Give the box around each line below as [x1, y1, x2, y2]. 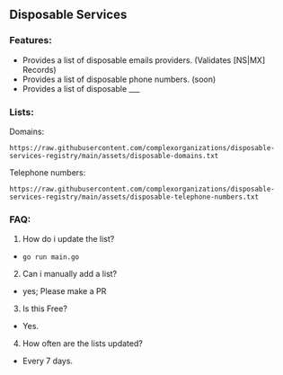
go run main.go [22, 253, 80, 262]
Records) [22, 64, 57, 75]
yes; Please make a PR [22, 286, 107, 297]
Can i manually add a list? [22, 269, 118, 280]
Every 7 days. [22, 355, 74, 367]
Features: [9, 34, 52, 47]
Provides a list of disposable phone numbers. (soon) [22, 74, 217, 85]
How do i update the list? [22, 234, 115, 245]
